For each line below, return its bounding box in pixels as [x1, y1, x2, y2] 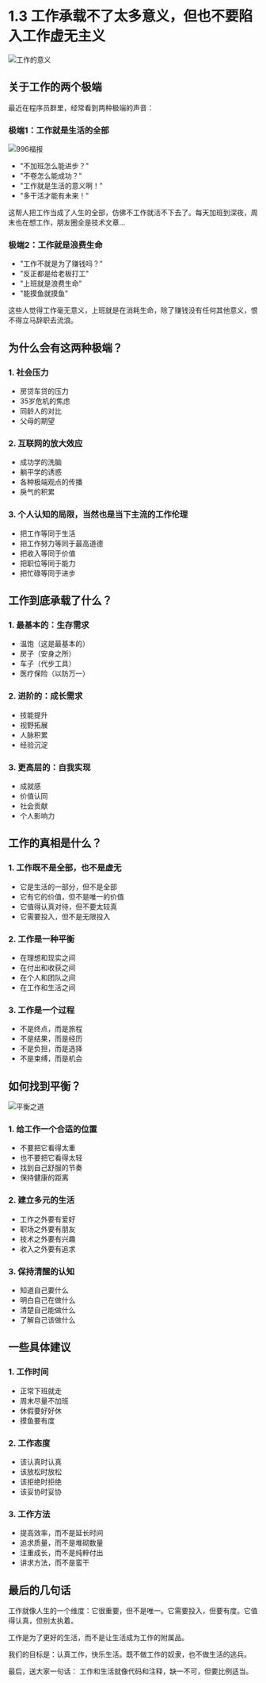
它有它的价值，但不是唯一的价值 [19, 892, 124, 901]
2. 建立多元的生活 [8, 1195, 75, 1206]
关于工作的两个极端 [8, 80, 102, 94]
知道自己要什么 [19, 1285, 69, 1295]
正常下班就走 [19, 1386, 62, 1396]
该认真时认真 [19, 1457, 62, 1466]
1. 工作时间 [8, 1366, 49, 1377]
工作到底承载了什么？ [8, 594, 112, 607]
